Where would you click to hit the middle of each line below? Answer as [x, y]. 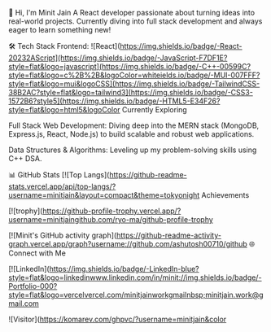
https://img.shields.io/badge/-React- [181, 46]
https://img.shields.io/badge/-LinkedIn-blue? [124, 269]
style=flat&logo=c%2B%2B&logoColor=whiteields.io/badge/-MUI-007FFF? [134, 75]
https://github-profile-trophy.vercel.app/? [111, 211]
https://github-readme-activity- [169, 235]
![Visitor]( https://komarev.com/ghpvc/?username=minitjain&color [118, 319]
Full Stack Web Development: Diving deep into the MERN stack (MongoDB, [134, 125]
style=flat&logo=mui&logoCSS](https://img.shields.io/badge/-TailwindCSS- [134, 84]
